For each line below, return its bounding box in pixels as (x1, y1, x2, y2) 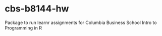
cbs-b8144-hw (5, 3, 69, 14)
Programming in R (5, 24, 42, 30)
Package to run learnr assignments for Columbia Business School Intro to (5, 19, 157, 25)
